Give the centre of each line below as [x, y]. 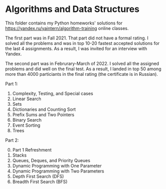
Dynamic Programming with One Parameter [57, 166]
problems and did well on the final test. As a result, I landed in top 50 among [83, 69]
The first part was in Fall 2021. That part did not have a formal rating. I [77, 38]
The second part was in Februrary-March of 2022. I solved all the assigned [82, 63]
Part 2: [12, 140]
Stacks [19, 155]
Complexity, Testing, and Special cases [53, 93]
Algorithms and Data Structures [72, 9]
